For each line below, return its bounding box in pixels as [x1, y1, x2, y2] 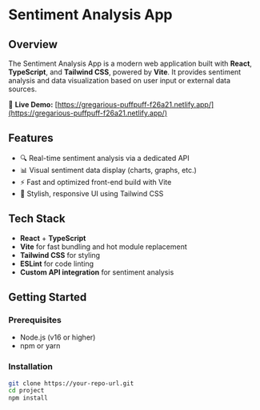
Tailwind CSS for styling [19, 250, 101, 259]
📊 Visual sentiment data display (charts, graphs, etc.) [19, 165, 198, 175]
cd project [8, 387, 45, 395]
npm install [8, 394, 48, 402]
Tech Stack [8, 212, 66, 226]
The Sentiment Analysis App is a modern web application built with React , [8, 58, 252, 68]
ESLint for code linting [19, 259, 94, 268]
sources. [8, 84, 38, 94]
